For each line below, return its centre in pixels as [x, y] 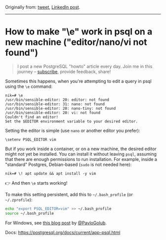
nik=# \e [14, 95]
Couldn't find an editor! [32, 117]
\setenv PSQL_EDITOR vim [31, 140]
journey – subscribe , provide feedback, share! [64, 72]
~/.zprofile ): [19, 200]
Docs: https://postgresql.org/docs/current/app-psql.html [63, 232]
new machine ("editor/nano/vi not [76, 42]
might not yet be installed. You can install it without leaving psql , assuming [81, 154]
